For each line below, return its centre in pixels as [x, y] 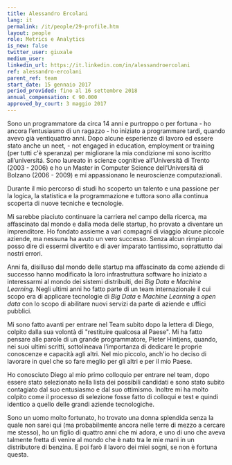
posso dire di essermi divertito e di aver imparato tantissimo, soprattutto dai [115, 246]
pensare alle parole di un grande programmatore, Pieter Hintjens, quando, [113, 339]
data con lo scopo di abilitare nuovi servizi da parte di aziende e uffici [107, 304]
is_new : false [28, 46]
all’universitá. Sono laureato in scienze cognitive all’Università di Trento [108, 160]
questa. [18, 454]
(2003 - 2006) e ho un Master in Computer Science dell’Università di [105, 168]
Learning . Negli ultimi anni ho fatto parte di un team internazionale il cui [109, 289]
